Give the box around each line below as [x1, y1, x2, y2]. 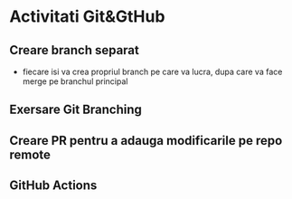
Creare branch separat [9, 43, 140, 58]
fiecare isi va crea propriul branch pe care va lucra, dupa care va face [22, 66, 283, 77]
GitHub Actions [9, 178, 98, 194]
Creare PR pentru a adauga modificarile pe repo [9, 133, 283, 148]
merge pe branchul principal [22, 76, 128, 87]
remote [9, 147, 52, 162]
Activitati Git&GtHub [9, 6, 165, 27]
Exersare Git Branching [9, 102, 143, 118]
